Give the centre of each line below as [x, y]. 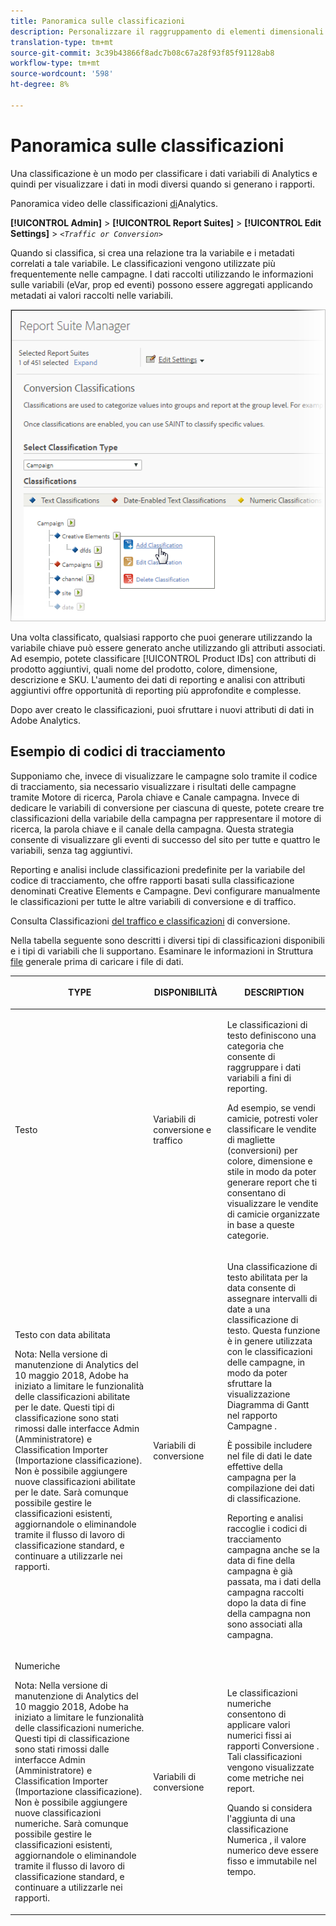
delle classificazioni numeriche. [79, 1728]
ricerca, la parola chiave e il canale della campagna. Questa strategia [152, 829]
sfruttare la [249, 1383]
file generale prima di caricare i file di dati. [97, 961]
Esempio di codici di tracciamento [118, 751]
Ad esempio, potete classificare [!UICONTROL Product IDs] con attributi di [163, 658]
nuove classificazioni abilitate [75, 1481]
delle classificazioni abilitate [72, 1396]
